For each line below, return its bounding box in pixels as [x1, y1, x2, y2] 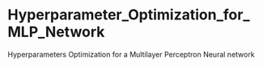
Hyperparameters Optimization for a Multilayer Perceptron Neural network [7, 49, 256, 59]
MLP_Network [7, 23, 105, 41]
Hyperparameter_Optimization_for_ [7, 6, 250, 24]
